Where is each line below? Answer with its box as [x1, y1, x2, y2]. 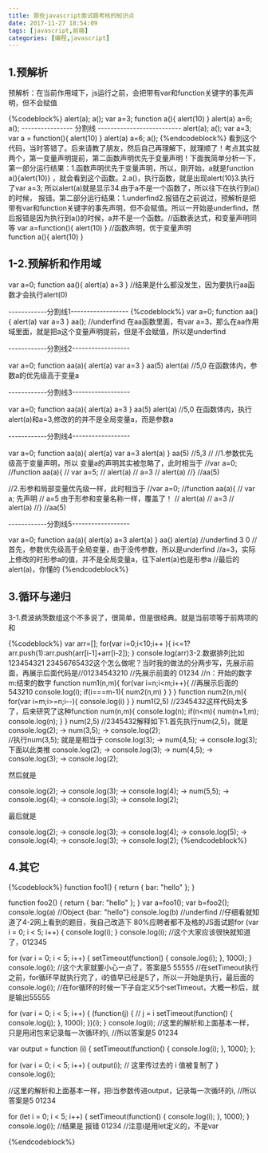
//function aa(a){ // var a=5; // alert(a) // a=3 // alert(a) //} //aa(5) [8, 467, 220, 477]
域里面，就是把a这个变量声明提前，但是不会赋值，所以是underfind [8, 326, 227, 336]
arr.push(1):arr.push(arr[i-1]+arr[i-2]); [8, 647, 130, 658]
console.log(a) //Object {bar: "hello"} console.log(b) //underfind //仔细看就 [8, 907, 253, 917]
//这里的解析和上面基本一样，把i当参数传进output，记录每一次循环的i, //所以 [8, 1085, 257, 1095]
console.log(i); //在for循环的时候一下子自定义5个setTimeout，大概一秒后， [8, 982, 253, 992]
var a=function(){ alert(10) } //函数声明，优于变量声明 [17, 223, 191, 233]
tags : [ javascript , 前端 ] [8, 26, 89, 34]
